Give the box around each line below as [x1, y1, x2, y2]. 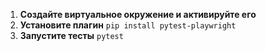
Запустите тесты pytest [19, 30, 124, 41]
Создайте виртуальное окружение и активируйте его [19, 9, 257, 20]
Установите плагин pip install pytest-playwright [19, 19, 237, 31]
